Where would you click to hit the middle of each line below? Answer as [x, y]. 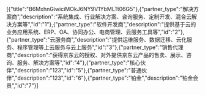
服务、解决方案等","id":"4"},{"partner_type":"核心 [79, 63]
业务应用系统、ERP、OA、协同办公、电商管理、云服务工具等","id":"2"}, [95, 32]
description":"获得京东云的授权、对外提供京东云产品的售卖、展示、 [102, 55]
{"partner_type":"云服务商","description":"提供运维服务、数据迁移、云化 [97, 40]
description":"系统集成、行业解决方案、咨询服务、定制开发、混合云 [107, 17]
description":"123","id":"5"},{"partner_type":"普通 [80, 70]
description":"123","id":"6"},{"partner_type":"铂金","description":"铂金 [105, 78]
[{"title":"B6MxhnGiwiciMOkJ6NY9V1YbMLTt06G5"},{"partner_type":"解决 [100, 9]
